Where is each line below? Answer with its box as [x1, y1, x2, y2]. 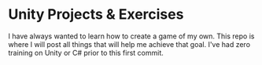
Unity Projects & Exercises [8, 5, 184, 23]
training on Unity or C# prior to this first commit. [8, 48, 164, 57]
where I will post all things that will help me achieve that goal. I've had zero [8, 39, 250, 49]
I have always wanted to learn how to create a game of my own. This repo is [8, 31, 255, 41]
